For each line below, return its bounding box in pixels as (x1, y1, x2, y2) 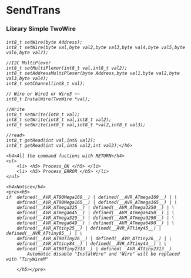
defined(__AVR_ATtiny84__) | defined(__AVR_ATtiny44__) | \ (16, 240, 167, 247)
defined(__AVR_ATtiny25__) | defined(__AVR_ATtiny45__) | (16, 225, 162, 231)
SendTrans (6, 4, 61, 17)
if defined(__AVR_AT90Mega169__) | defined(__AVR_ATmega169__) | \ (6, 194, 177, 200)
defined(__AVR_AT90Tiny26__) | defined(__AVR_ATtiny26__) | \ (16, 236, 172, 241)
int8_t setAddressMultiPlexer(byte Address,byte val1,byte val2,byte (6, 70, 180, 76)
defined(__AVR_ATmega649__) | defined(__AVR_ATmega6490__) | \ (16, 220, 175, 226)
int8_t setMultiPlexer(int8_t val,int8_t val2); (6, 65, 128, 71)
